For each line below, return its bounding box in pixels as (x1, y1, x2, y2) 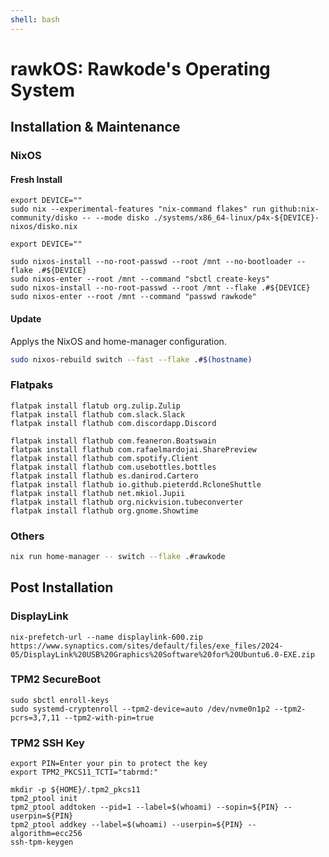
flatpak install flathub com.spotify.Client (10, 453, 199, 463)
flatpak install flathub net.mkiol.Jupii (10, 488, 186, 498)
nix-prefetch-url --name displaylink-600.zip (10, 632, 203, 642)
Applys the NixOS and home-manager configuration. (10, 335, 227, 347)
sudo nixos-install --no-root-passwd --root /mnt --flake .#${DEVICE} (10, 283, 311, 293)
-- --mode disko (81, 213, 150, 223)
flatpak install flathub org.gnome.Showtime (10, 506, 199, 516)
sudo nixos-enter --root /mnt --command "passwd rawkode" (10, 292, 257, 302)
